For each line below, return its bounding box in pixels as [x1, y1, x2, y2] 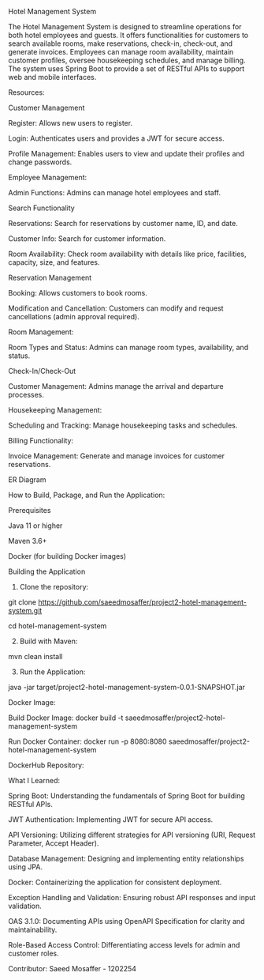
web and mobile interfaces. [8, 73, 97, 81]
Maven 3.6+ [8, 537, 47, 545]
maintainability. [8, 925, 58, 934]
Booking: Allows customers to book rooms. [8, 288, 148, 297]
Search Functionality [8, 203, 75, 213]
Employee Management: [8, 173, 87, 182]
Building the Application [8, 567, 86, 576]
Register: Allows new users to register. [8, 119, 132, 127]
